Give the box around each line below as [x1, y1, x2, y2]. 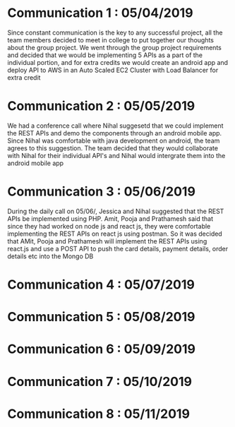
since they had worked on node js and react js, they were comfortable [7, 222, 211, 230]
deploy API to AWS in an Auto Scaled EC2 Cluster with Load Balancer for [7, 66, 219, 74]
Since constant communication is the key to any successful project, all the [7, 28, 223, 37]
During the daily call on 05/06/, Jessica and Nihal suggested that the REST [7, 207, 224, 215]
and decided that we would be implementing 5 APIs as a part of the [7, 51, 203, 59]
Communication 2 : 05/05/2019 [7, 98, 195, 114]
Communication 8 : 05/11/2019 [7, 406, 191, 421]
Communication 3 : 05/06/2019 [7, 184, 196, 200]
